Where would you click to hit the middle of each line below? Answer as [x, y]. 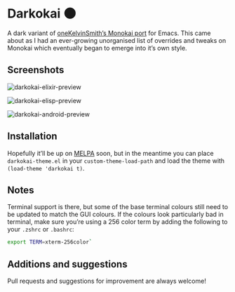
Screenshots [36, 70]
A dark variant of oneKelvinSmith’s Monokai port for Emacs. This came [109, 33]
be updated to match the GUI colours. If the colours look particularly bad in [115, 214]
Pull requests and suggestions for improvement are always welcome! [107, 281]
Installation [32, 137]
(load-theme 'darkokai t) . [46, 168]
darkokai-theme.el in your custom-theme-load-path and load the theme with [116, 161]
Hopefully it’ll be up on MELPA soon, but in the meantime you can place [110, 153]
